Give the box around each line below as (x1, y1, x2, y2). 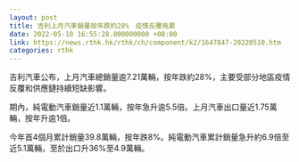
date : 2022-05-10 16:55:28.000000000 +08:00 (9, 29, 178, 38)
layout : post (9, 12, 58, 22)
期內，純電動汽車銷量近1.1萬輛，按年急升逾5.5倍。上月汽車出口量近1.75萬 (9, 101, 278, 112)
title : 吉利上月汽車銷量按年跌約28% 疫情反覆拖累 (9, 21, 176, 30)
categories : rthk (9, 46, 74, 55)
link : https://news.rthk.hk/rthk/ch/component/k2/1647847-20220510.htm (9, 37, 281, 47)
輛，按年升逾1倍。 (9, 113, 76, 124)
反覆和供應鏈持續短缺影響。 (9, 83, 112, 93)
